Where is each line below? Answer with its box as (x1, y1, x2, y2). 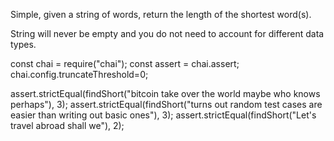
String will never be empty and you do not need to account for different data (10, 28, 325, 39)
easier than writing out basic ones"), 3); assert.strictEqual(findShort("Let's (10, 109, 317, 121)
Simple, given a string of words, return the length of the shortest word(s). (10, 9, 312, 20)
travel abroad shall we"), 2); (10, 120, 125, 131)
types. (10, 39, 37, 50)
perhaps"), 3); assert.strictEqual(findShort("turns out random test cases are (10, 99, 323, 110)
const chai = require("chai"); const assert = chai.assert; (10, 58, 240, 69)
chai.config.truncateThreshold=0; (10, 69, 149, 80)
